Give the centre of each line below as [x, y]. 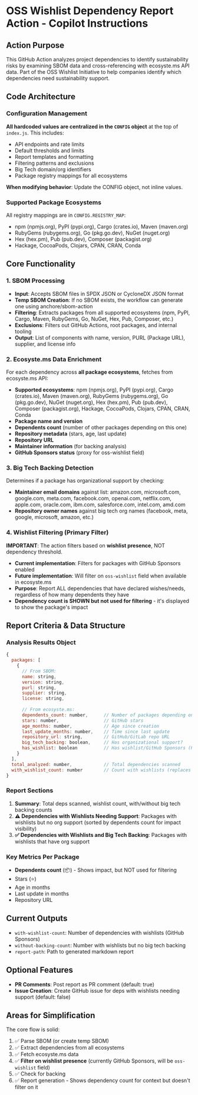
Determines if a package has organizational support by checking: [85, 481]
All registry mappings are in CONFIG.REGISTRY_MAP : [66, 215]
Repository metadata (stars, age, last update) [70, 434]
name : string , [39, 677]
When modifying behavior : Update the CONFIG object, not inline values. [95, 187]
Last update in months [42, 894]
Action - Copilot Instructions [77, 23]
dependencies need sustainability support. [58, 78]
